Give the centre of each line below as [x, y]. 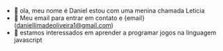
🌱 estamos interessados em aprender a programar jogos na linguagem [115, 32]
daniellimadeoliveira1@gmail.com [64, 25]
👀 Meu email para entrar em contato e [68, 18]
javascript [28, 40]
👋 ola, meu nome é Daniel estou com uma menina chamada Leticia [109, 11]
